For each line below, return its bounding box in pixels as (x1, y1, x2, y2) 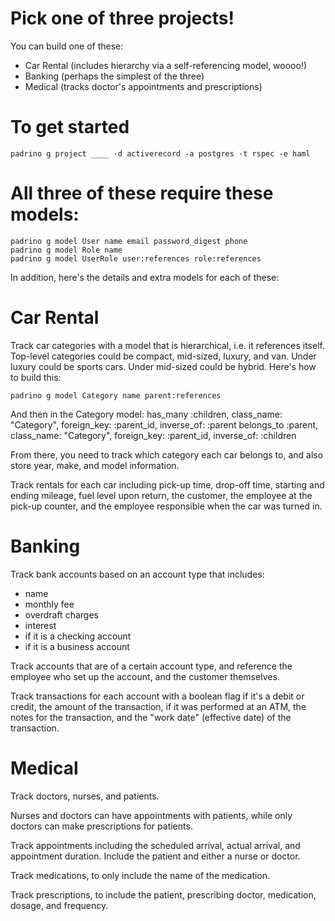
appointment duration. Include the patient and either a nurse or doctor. (10, 850, 301, 862)
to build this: (10, 371, 62, 383)
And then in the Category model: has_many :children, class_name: (10, 408, 283, 420)
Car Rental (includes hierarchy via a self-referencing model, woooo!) (24, 59, 308, 71)
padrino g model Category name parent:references (10, 390, 222, 401)
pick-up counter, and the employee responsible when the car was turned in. (10, 500, 323, 512)
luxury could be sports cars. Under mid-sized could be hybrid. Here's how (10, 360, 317, 372)
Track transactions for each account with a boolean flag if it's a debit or (10, 690, 305, 702)
